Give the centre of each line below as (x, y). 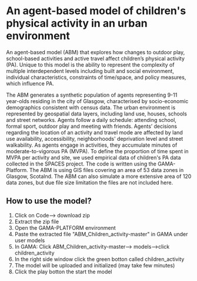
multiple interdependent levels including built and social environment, (90, 71)
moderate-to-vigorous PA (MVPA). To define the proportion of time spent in (98, 151)
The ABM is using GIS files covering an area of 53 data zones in (106, 170)
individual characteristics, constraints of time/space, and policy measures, (96, 77)
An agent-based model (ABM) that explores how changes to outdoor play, (96, 52)
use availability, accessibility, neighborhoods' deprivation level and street (95, 138)
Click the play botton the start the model (64, 272)
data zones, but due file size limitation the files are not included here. (90, 182)
